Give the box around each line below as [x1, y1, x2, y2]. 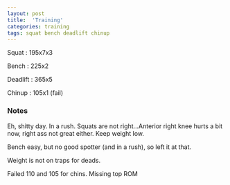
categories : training [7, 23, 70, 30]
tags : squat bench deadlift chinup [7, 29, 110, 37]
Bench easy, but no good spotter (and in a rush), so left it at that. [7, 143, 192, 151]
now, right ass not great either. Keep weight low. [7, 129, 144, 137]
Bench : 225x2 [7, 62, 49, 70]
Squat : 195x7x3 [7, 49, 53, 57]
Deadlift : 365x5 [7, 76, 53, 84]
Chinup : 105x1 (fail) [7, 89, 64, 97]
